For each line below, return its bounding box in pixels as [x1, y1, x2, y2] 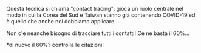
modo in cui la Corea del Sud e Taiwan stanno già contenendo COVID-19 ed [6, 11, 196, 19]
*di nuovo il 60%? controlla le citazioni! [6, 42, 104, 48]
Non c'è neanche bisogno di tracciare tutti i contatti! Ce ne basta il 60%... [6, 30, 190, 37]
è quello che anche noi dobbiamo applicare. [6, 18, 117, 25]
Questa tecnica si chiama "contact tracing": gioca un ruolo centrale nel [6, 5, 183, 12]
